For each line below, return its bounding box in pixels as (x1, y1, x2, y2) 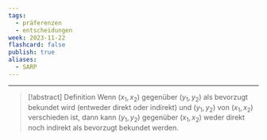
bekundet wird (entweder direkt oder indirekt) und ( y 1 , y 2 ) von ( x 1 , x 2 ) (27, 102, 253, 114)
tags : (8, 11, 26, 20)
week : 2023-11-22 (8, 33, 66, 42)
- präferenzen (15, 19, 62, 27)
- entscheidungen (15, 26, 73, 34)
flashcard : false (8, 41, 66, 49)
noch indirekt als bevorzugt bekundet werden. (27, 123, 179, 133)
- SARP (15, 63, 37, 71)
